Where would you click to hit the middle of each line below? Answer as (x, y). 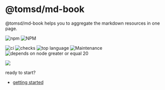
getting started (28, 82)
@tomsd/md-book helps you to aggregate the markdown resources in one (83, 23)
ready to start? (20, 72)
